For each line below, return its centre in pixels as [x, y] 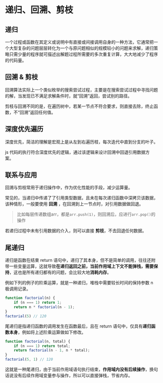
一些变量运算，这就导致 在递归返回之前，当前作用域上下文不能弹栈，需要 [81, 266]
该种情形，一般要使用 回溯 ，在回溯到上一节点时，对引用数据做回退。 [74, 204]
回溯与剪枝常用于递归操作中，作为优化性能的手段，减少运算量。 [69, 187]
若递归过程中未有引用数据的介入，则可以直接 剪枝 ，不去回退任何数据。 [76, 231]
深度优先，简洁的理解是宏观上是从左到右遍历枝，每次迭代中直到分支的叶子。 [81, 142]
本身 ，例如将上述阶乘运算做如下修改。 [47, 332]
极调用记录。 [18, 289]
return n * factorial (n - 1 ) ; [44, 307]
